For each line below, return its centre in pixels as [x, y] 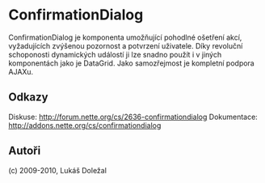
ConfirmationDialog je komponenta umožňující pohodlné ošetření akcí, [125, 37]
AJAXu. [21, 71]
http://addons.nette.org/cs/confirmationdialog [85, 125]
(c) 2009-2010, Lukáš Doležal [58, 170]
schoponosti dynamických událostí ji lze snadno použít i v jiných [115, 54]
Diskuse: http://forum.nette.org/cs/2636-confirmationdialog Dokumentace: [133, 117]
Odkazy [28, 98]
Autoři [25, 151]
